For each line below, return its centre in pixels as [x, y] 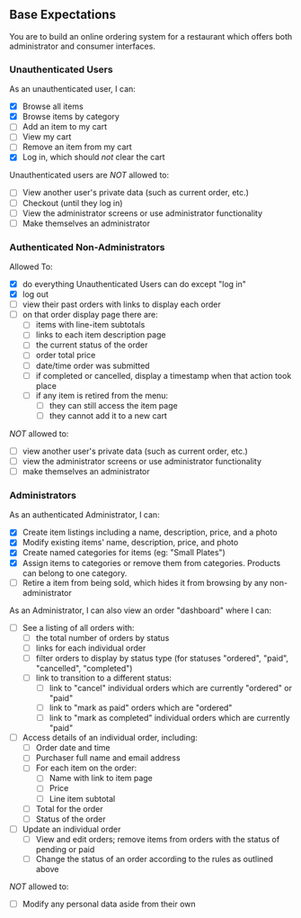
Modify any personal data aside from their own [109, 904]
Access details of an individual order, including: [110, 738]
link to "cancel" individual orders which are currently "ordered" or [170, 688]
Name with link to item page [101, 778]
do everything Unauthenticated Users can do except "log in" [134, 284]
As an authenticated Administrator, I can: [84, 515]
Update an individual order [71, 829]
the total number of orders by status [102, 637]
